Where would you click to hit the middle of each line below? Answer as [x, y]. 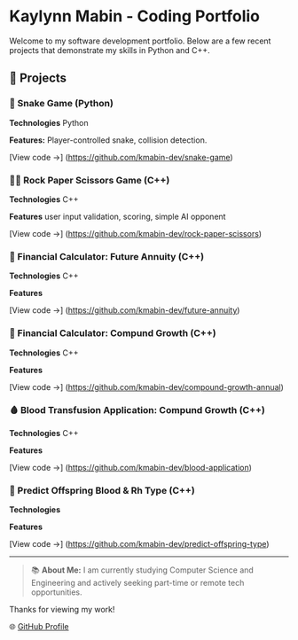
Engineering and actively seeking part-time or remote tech [137, 583]
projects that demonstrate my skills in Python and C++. [110, 50]
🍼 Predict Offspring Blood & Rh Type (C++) [102, 490]
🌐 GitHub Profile [39, 627]
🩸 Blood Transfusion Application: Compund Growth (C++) [137, 410]
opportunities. [56, 592]
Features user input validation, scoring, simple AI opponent [118, 216]
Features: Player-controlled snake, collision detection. [108, 140]
